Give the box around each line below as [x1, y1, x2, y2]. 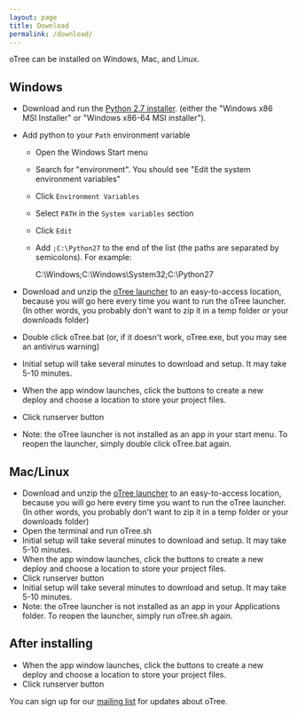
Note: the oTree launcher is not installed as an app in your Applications [21, 601, 281, 611]
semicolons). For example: [35, 252, 132, 263]
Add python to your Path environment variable [21, 130, 191, 140]
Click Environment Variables [35, 191, 140, 202]
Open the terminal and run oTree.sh [21, 526, 153, 536]
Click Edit [35, 226, 73, 236]
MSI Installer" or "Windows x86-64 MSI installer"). [21, 113, 207, 123]
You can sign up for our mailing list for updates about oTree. [9, 695, 228, 706]
